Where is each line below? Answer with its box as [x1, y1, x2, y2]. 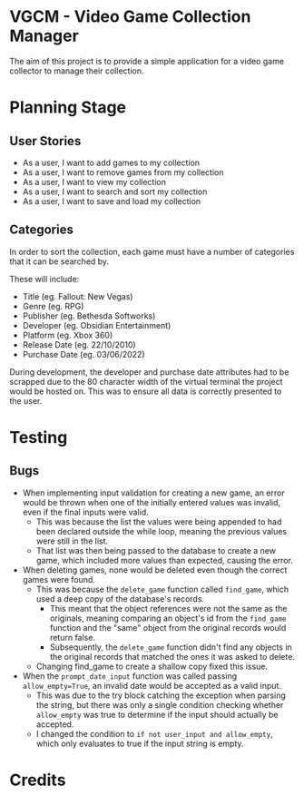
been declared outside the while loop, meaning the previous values [35, 525, 288, 536]
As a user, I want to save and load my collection [22, 195, 201, 206]
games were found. [22, 574, 95, 584]
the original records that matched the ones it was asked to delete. [49, 651, 295, 662]
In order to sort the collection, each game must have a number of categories [9, 246, 295, 257]
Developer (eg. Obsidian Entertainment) [22, 319, 172, 330]
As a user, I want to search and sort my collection [22, 186, 208, 197]
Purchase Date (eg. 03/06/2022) [22, 348, 145, 359]
